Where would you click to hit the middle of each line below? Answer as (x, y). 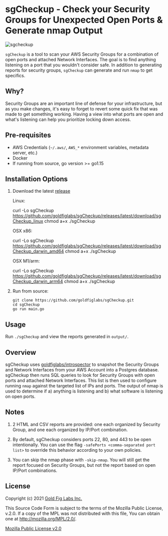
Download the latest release (41, 191)
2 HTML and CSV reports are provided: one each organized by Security (86, 424)
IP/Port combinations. (35, 470)
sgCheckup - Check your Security (78, 9)
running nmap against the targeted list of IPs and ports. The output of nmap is (84, 386)
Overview (21, 352)
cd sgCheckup (26, 305)
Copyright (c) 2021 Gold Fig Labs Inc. (44, 498)
